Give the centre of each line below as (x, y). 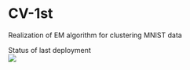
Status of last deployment (50, 50)
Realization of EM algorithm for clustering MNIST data (95, 35)
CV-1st (31, 14)
